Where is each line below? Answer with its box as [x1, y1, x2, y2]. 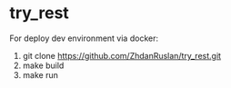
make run [22, 69, 59, 80]
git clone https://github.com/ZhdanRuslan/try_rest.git [22, 50, 221, 61]
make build [22, 60, 65, 71]
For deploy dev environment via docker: [9, 33, 159, 44]
